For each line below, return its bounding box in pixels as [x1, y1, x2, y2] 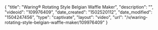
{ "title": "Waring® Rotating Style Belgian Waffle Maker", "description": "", [4, 4, 154, 10]
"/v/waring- [124, 15, 148, 20]
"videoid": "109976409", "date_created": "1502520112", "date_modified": [4, 9, 153, 15]
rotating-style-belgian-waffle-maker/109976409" [4, 19, 105, 25]
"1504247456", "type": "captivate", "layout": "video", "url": [4, 15, 123, 20]
